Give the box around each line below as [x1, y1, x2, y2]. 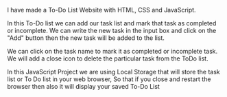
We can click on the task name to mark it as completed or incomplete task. [7, 47, 218, 55]
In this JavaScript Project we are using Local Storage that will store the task [7, 68, 221, 76]
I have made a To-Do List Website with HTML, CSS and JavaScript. [7, 6, 197, 14]
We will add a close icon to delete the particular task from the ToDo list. [7, 54, 208, 63]
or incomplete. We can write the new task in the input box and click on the [7, 27, 217, 34]
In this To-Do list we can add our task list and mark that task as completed [7, 19, 217, 27]
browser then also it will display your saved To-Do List [7, 83, 160, 90]
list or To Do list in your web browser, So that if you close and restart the [7, 75, 211, 83]
